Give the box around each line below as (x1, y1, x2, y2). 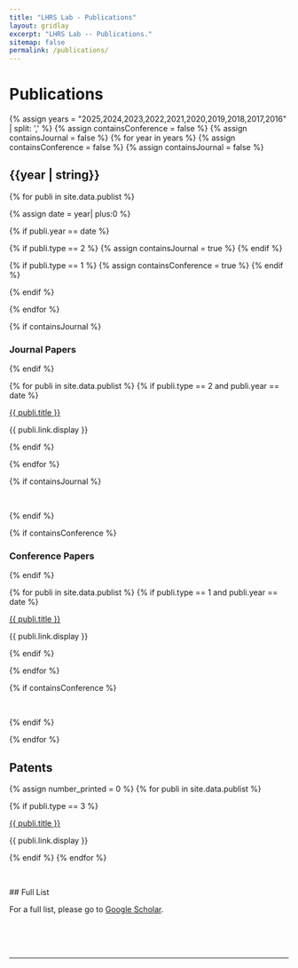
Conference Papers (9, 550, 95, 562)
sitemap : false (9, 37, 66, 47)
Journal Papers (9, 343, 77, 355)
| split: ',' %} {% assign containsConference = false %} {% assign (9, 123, 247, 134)
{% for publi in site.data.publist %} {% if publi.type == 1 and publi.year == (9, 587, 278, 598)
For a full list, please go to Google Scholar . (9, 904, 164, 915)
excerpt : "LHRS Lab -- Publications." (9, 29, 153, 38)
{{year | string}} (9, 168, 100, 183)
